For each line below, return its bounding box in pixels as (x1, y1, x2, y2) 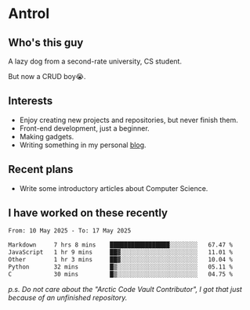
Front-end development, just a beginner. (19, 123, 150, 133)
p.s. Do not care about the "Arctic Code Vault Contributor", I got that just (8, 284, 243, 294)
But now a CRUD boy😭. (8, 72, 86, 81)
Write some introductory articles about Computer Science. (19, 183, 208, 193)
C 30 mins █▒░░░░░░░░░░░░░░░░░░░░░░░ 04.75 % (8, 270, 234, 278)
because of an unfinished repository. (8, 293, 128, 302)
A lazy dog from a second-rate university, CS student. (8, 56, 183, 66)
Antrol (8, 5, 50, 23)
